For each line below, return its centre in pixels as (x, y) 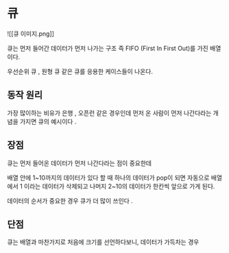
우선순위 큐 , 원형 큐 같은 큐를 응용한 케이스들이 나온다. (80, 71)
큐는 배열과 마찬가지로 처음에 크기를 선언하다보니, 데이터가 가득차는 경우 (103, 242)
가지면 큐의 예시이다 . (48, 121)
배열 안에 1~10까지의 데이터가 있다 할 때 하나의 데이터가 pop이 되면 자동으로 (108, 178)
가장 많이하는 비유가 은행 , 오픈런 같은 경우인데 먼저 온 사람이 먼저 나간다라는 (109, 112)
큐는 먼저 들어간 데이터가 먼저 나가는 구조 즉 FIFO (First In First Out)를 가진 (108, 48)
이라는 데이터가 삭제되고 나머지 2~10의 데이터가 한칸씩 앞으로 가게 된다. (119, 186)
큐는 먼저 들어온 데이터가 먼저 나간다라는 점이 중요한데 (80, 163)
